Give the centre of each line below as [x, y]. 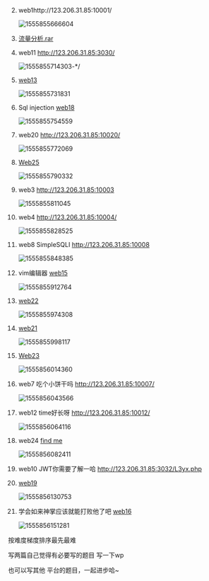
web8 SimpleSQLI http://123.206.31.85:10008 [84, 245]
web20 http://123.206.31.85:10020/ [69, 135]
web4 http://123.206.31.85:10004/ [67, 217]
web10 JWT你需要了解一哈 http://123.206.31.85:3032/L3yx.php [110, 469]
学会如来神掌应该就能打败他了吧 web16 [75, 511]
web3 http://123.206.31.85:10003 [66, 190]
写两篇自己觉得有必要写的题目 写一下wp [66, 555]
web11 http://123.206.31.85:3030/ [66, 53]
